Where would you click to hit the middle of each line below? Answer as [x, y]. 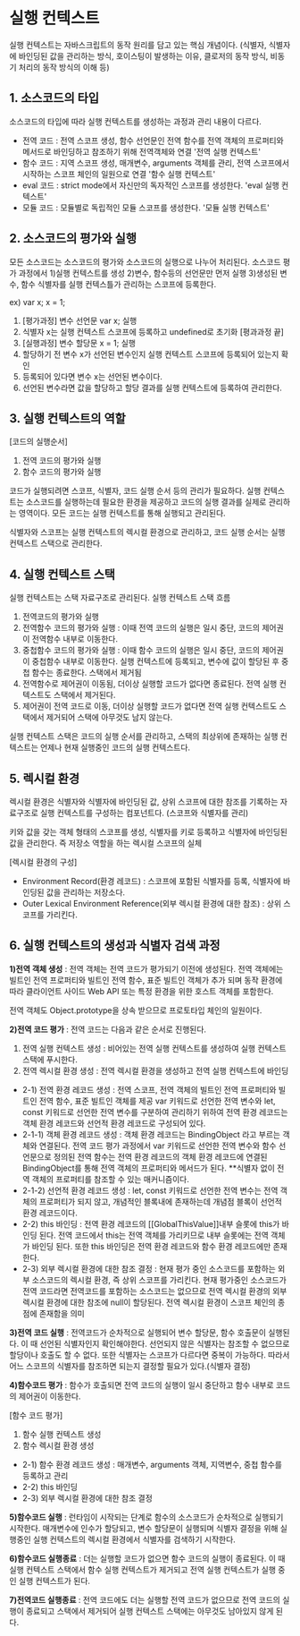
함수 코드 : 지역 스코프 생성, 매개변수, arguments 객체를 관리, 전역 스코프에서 [156, 163]
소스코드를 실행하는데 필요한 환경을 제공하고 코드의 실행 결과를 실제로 [146, 502]
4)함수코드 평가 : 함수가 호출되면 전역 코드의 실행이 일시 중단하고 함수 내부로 [142, 1385]
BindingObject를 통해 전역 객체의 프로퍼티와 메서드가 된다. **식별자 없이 [148, 1168]
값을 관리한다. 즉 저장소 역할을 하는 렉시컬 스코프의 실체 [106, 843]
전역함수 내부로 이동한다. [75, 639]
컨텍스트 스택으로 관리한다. [56, 543]
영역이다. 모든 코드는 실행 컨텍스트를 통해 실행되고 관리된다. [122, 513]
